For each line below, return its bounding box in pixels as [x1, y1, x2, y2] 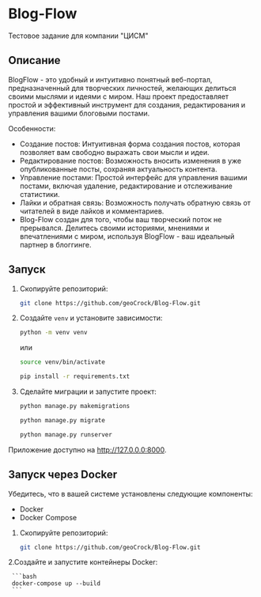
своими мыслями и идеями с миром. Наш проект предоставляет [8, 92, 229, 101]
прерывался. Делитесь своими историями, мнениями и [19, 223, 210, 232]
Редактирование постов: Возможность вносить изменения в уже [19, 156, 242, 165]
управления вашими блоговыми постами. [8, 108, 150, 118]
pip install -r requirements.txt [19, 372, 130, 380]
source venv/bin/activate [19, 358, 105, 366]
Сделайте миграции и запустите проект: [19, 387, 157, 396]
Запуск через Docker [8, 468, 118, 482]
